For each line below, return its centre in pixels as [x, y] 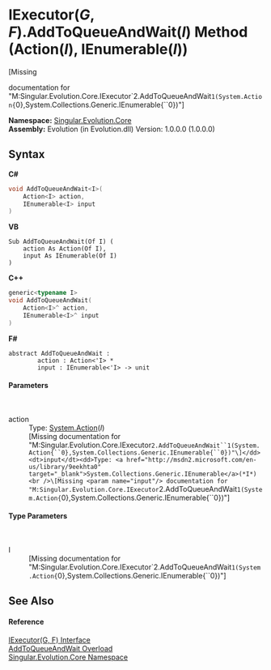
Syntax [27, 154]
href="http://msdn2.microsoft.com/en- [192, 459]
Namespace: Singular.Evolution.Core [70, 120]
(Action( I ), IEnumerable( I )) [98, 49]
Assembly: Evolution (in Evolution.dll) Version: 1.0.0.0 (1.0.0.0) [112, 129]
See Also [31, 601]
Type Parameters [38, 516]
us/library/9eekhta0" [65, 467]
